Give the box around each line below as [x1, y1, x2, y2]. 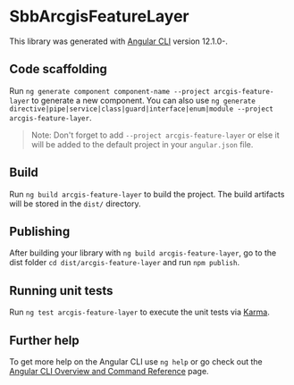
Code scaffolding [9, 62, 107, 77]
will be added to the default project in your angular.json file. [30, 138, 254, 149]
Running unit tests [9, 283, 113, 298]
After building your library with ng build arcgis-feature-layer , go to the [9, 247, 277, 258]
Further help [9, 332, 80, 347]
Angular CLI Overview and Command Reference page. [9, 366, 209, 376]
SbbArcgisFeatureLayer [9, 6, 189, 27]
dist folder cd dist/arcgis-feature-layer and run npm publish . [9, 257, 239, 268]
